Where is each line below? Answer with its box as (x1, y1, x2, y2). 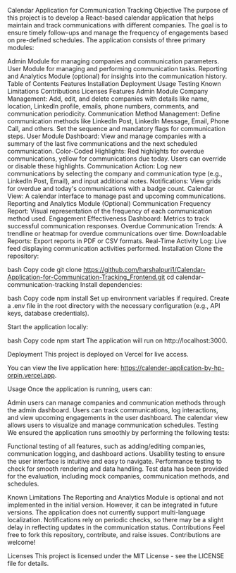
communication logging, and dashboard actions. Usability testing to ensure (7, 450, 225, 457)
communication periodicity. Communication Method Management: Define (7, 109, 221, 118)
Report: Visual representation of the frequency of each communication (7, 207, 213, 215)
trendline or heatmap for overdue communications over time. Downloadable (7, 229, 227, 238)
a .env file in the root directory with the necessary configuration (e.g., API (7, 302, 221, 309)
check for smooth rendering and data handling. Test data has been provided (7, 464, 229, 473)
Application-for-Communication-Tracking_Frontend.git (7, 273, 166, 281)
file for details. (7, 560, 49, 567)
